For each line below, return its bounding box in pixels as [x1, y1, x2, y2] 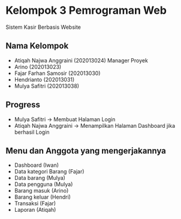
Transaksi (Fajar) [14, 200, 56, 207]
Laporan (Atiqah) [14, 206, 56, 214]
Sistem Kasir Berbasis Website [5, 23, 82, 31]
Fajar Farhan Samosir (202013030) [14, 70, 101, 77]
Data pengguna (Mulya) [14, 181, 73, 188]
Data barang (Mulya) [14, 175, 65, 182]
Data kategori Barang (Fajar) [14, 168, 85, 175]
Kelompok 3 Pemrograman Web [5, 4, 167, 17]
